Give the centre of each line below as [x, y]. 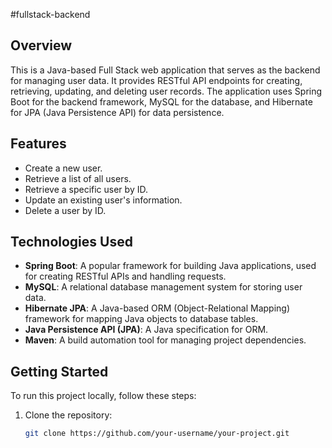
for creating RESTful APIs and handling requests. [125, 276]
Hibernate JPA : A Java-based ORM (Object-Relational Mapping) [157, 308]
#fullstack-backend [50, 14]
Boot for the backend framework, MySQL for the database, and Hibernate [161, 101]
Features [38, 144]
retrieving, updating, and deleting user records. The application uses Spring [166, 91]
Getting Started [59, 371]
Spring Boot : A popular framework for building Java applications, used [170, 266]
